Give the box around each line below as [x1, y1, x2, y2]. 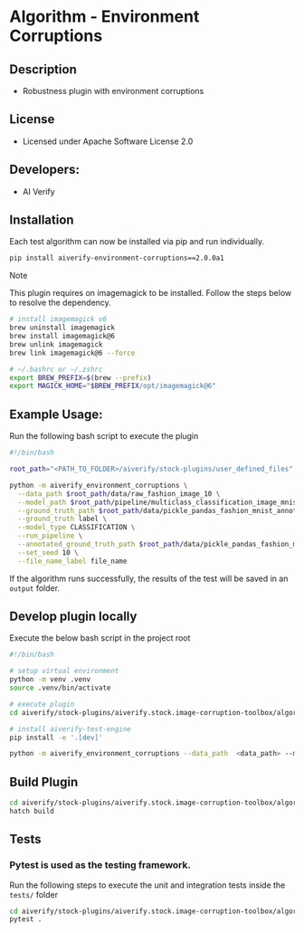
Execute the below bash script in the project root [9, 633, 191, 643]
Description [9, 62, 77, 77]
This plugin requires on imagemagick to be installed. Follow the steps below [9, 288, 292, 299]
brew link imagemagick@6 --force [9, 348, 136, 357]
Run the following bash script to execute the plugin [9, 431, 199, 442]
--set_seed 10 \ [17, 547, 79, 557]
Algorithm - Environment [9, 6, 200, 27]
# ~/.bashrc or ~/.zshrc [9, 365, 103, 374]
